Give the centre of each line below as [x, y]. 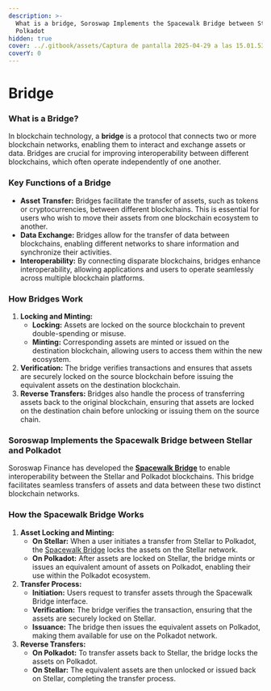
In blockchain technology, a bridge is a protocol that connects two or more [132, 136]
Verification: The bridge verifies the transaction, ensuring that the [142, 609]
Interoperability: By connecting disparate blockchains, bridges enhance [140, 260]
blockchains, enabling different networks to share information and [129, 243]
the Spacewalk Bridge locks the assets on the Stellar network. [135, 550]
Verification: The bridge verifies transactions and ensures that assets [136, 368]
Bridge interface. [60, 601]
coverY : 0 [25, 53]
